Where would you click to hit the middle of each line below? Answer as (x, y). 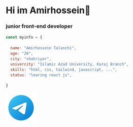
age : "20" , (22, 54)
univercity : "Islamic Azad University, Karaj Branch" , (70, 64)
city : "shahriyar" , (31, 59)
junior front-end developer (39, 26)
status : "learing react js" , (41, 75)
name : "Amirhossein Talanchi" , (43, 48)
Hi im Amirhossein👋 (48, 10)
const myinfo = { (24, 38)
